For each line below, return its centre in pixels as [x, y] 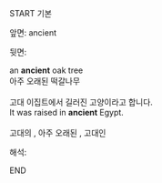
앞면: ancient [33, 33]
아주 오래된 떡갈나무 [45, 81]
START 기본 [31, 13]
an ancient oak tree [46, 70]
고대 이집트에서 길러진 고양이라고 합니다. [81, 102]
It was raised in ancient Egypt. [67, 112]
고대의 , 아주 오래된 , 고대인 [58, 133]
